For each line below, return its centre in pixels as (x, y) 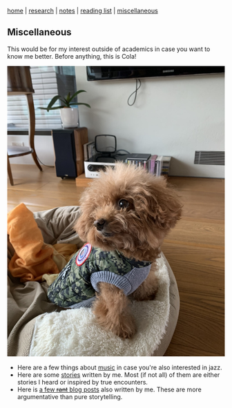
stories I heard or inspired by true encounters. (83, 382)
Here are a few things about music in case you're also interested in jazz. (119, 367)
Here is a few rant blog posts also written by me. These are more (109, 389)
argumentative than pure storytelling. (70, 396)
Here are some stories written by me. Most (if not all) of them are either (118, 375)
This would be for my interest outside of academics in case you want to (109, 49)
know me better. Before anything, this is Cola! (72, 56)
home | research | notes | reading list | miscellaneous (83, 11)
